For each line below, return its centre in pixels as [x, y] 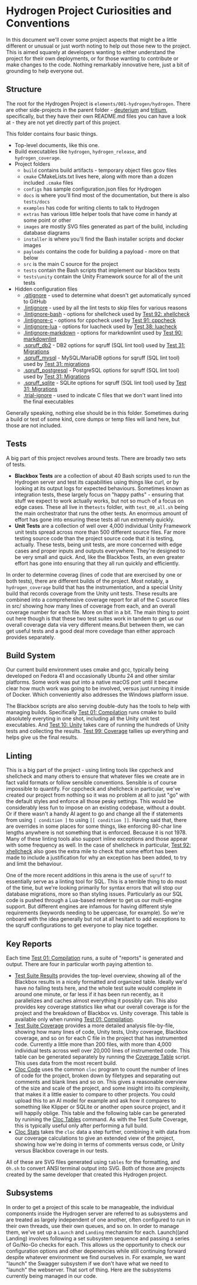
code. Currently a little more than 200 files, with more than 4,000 [93, 1044]
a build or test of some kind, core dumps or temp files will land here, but [93, 419]
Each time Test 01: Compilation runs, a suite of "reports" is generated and [95, 958]
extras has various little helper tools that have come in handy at [100, 214]
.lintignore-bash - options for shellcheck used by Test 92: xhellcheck [106, 314]
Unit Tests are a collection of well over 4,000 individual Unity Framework [103, 525]
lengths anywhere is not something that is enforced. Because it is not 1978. [96, 833]
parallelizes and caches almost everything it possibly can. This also [96, 1001]
